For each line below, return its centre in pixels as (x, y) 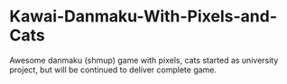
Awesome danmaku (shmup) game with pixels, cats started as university (144, 60)
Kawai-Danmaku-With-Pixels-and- (143, 17)
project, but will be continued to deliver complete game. (113, 70)
